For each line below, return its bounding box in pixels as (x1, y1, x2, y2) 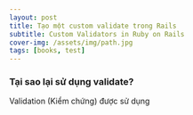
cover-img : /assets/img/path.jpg (9, 37, 133, 47)
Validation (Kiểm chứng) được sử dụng (9, 95, 150, 107)
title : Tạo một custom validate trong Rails (9, 21, 177, 30)
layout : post (9, 12, 58, 22)
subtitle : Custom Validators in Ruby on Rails (9, 29, 185, 38)
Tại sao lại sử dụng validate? (9, 76, 134, 88)
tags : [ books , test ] (9, 46, 86, 55)
